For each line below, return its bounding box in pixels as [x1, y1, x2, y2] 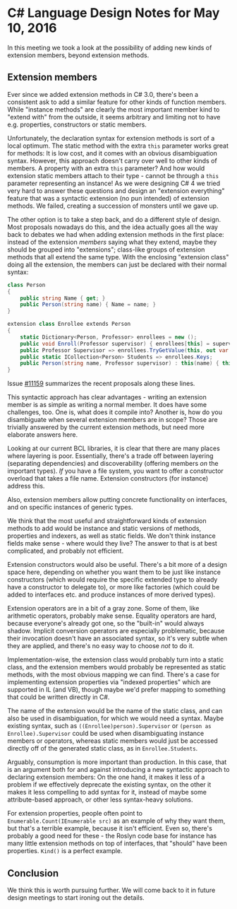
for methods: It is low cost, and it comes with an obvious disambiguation [7, 148, 217, 157]
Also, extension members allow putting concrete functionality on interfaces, [7, 495, 228, 504]
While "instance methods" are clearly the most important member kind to [7, 105, 220, 114]
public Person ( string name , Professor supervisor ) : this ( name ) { [20, 360, 219, 367]
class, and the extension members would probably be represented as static [7, 663, 226, 672]
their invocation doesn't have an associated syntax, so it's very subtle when [7, 634, 228, 643]
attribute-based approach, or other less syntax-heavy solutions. [7, 795, 193, 804]
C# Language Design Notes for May [7, 5, 220, 21]
